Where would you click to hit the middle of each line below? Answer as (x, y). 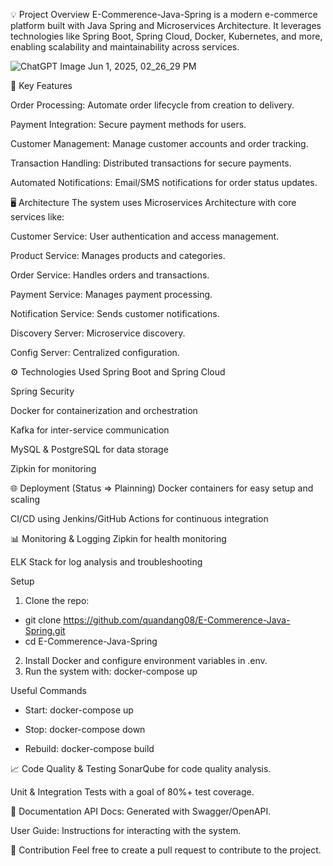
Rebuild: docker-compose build (89, 748)
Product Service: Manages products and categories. (118, 255)
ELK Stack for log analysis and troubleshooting (106, 562)
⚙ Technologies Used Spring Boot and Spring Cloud (118, 372)
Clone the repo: (57, 600)
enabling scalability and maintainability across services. (125, 47)
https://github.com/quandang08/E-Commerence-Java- (177, 620)
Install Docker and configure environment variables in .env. (146, 660)
